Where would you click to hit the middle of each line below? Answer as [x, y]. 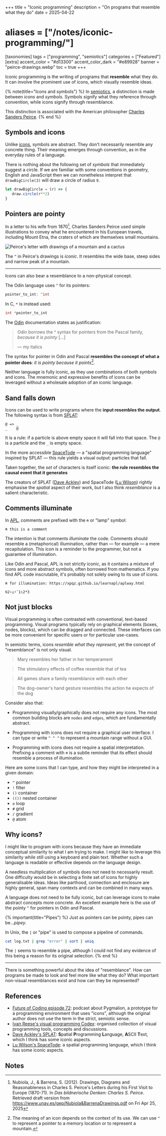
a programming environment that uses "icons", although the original [81, 1013]
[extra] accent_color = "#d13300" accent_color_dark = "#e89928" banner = [82, 62]
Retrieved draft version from [41, 1098]
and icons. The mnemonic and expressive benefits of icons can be [73, 377]
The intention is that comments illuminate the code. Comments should [76, 538]
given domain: [20, 772]
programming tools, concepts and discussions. [60, 1029]
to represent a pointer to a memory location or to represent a [74, 1123]
